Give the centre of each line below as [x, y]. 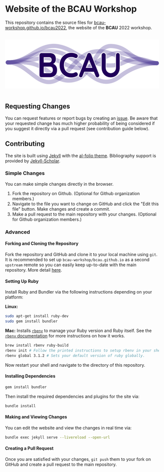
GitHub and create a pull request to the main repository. [61, 464]
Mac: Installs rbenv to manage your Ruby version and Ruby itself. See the [79, 331]
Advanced [18, 232]
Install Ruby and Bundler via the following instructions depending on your [79, 292]
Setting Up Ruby [22, 281]
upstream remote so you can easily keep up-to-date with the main [71, 265]
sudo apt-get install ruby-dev [37, 316]
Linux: [11, 307]
